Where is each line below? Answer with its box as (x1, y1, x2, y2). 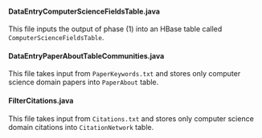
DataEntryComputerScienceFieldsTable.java (8, 6, 161, 16)
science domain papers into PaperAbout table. (8, 77, 159, 87)
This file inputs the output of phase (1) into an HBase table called (8, 24, 223, 34)
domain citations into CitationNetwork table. (8, 122, 154, 132)
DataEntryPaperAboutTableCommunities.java (8, 51, 165, 60)
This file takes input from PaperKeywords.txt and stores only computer (8, 69, 241, 79)
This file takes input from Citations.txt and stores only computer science (8, 113, 255, 124)
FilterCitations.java (8, 96, 74, 105)
